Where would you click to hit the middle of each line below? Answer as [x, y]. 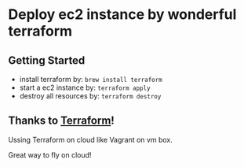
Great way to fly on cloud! [50, 154]
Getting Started [47, 60]
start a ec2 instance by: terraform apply [85, 87]
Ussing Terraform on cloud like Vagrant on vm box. [90, 139]
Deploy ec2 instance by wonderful [122, 15]
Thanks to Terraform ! [62, 121]
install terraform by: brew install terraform [91, 79]
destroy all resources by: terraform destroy [90, 96]
